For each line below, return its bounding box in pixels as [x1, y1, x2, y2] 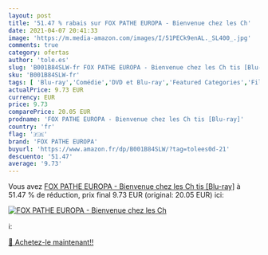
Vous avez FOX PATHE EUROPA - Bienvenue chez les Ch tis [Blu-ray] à [8, 182, 241, 191]
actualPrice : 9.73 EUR [8, 85, 84, 94]
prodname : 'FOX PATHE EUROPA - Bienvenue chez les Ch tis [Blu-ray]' [8, 116, 245, 124]
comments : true [8, 41, 59, 49]
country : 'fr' [8, 123, 56, 131]
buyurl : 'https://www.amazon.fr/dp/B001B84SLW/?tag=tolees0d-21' [8, 145, 230, 153]
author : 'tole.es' [8, 57, 69, 65]
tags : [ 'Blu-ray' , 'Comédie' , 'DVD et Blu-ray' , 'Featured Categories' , [8, 78, 248, 86]
